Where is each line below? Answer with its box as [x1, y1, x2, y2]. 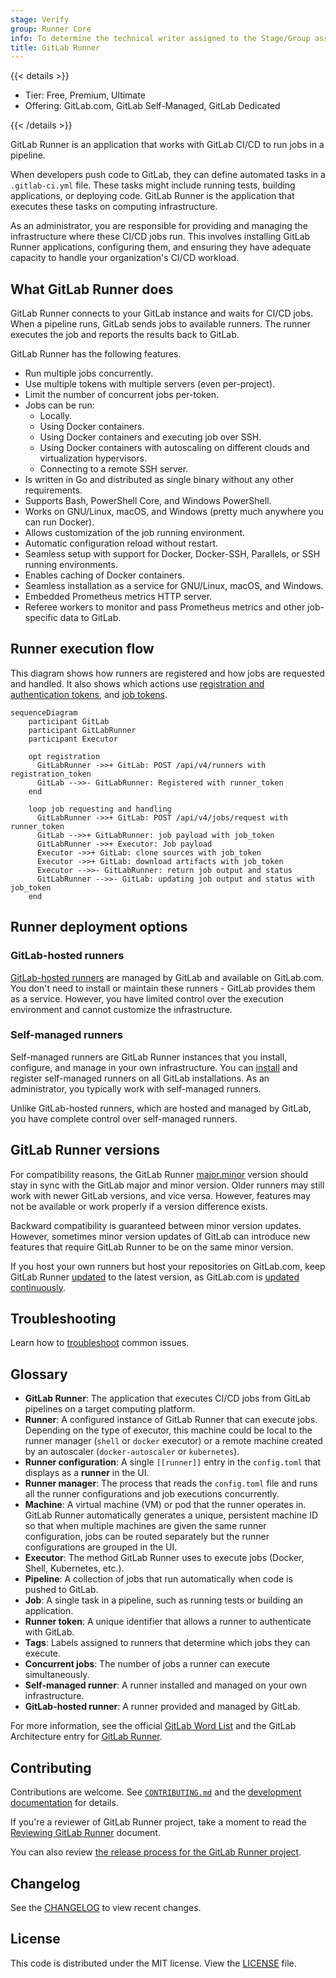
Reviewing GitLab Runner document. [10, 1827, 161, 1839]
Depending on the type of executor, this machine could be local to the [24, 1424, 313, 1436]
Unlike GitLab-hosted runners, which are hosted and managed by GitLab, [10, 1102, 312, 1114]
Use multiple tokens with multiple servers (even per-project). [24, 378, 276, 390]
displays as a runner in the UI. [24, 1467, 150, 1479]
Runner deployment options [10, 919, 188, 936]
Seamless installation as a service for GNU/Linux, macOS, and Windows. [24, 580, 324, 592]
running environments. [24, 559, 118, 571]
